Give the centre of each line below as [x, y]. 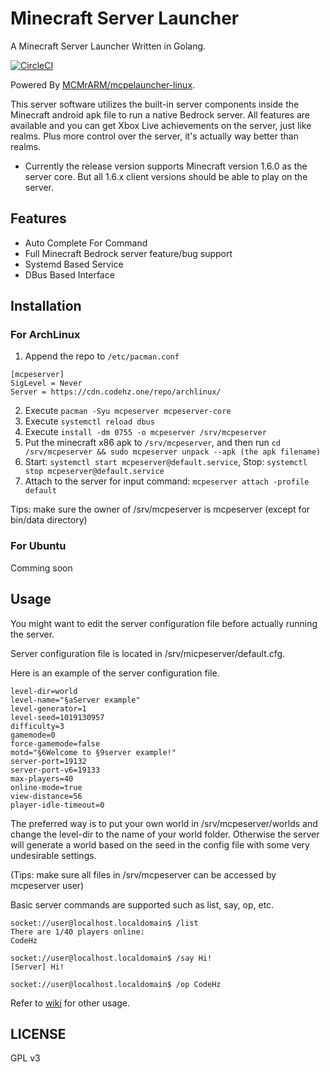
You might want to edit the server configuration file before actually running [164, 623]
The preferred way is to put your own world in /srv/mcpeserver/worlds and [164, 823]
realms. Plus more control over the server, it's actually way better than [154, 136]
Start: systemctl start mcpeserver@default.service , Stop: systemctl [166, 462]
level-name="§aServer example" [75, 700]
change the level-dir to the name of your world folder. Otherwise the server [165, 834]
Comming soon [41, 568]
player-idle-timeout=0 [57, 805]
